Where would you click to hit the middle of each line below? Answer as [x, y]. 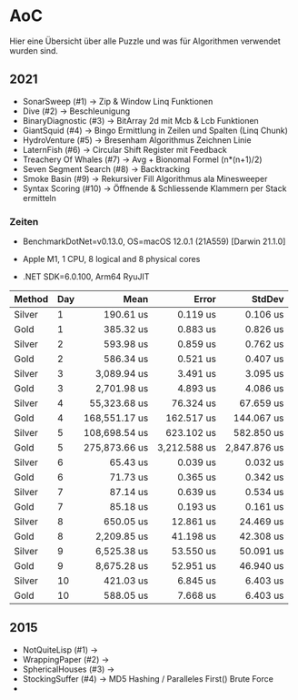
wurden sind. [34, 50]
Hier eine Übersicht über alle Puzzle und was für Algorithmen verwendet [145, 41]
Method [31, 299]
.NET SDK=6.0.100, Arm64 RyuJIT [86, 277]
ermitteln [39, 198]
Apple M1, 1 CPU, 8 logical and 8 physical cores [111, 259]
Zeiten [24, 221]
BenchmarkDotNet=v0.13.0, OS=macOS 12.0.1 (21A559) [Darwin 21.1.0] [154, 241]
